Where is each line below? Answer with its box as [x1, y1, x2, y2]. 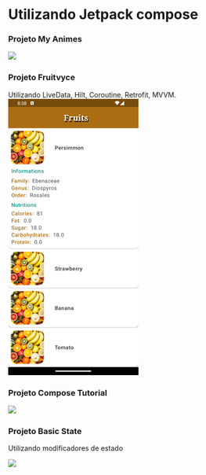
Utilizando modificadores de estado [8, 444, 124, 453]
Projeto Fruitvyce [8, 72, 76, 83]
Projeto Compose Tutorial [8, 387, 107, 398]
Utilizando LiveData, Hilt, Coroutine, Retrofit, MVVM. [8, 90, 177, 99]
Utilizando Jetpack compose [8, 6, 198, 24]
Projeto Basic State [8, 426, 82, 436]
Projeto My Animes [8, 34, 82, 45]
